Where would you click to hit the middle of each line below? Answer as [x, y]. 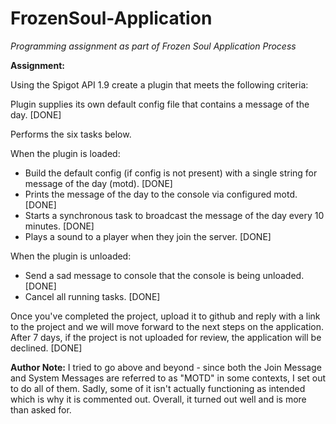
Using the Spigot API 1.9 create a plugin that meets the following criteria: [159, 84]
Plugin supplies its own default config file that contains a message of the [160, 104]
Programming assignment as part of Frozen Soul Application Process [153, 46]
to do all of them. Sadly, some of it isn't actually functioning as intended [158, 388]
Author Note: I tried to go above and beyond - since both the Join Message [166, 367]
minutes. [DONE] [59, 226]
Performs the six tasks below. [71, 134]
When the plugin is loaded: [65, 153]
